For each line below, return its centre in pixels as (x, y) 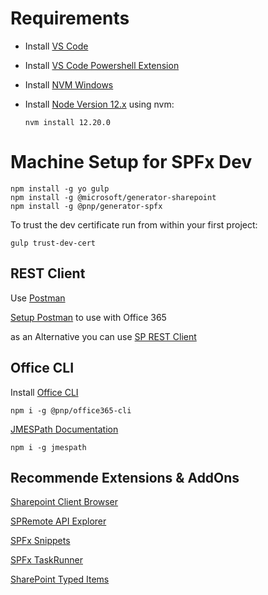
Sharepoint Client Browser (64, 502)
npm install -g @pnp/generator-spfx (86, 206)
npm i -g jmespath (48, 447)
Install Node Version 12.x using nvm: (99, 104)
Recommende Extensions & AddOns (125, 477)
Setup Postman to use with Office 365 (88, 317)
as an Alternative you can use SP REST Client (103, 336)
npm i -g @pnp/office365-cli (71, 410)
